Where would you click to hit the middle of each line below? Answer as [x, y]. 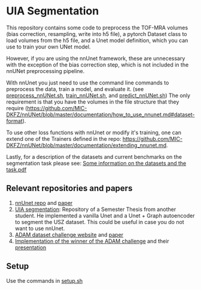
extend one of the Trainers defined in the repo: [64, 138]
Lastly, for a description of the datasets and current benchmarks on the [94, 156]
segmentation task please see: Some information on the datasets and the [96, 163]
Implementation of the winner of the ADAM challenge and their [92, 241]
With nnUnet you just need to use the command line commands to [88, 83]
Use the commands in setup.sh [45, 280]
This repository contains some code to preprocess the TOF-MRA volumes [97, 28]
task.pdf [16, 170]
